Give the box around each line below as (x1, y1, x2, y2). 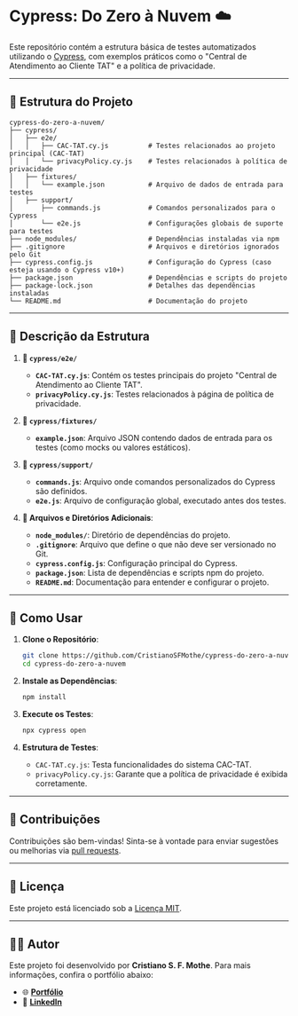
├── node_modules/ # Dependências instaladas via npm (9, 234, 279, 243)
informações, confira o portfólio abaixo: (9, 970, 153, 981)
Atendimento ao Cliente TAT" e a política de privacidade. (9, 60, 216, 71)
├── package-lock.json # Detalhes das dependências (9, 280, 255, 290)
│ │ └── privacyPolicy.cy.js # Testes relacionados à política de (9, 156, 288, 166)
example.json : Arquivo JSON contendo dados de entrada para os (35, 432, 273, 443)
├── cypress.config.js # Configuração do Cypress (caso (9, 257, 272, 266)
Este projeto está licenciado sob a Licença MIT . (9, 902, 182, 913)
